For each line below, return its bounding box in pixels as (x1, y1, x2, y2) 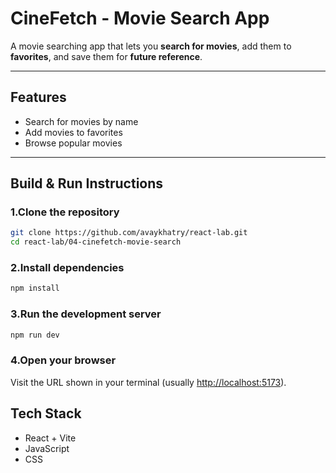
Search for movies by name (24, 115, 139, 127)
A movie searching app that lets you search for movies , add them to (10, 40, 292, 52)
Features (10, 89, 67, 106)
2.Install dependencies (10, 261, 125, 275)
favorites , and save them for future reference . (10, 50, 203, 62)
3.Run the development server (10, 307, 162, 321)
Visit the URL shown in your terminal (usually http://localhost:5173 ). (10, 376, 287, 388)
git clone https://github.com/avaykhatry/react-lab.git (10, 228, 248, 238)
